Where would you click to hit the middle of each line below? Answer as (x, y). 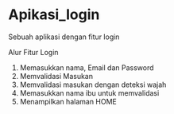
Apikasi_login (54, 15)
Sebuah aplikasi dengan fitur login (64, 37)
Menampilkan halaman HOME (68, 101)
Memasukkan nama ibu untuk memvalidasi (89, 92)
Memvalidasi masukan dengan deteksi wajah (93, 85)
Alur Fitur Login (33, 52)
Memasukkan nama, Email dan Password (87, 67)
